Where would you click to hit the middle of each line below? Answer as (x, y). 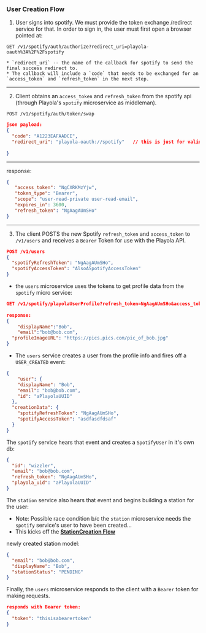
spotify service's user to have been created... (73, 525)
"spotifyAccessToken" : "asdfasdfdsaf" (67, 419)
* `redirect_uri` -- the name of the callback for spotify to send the (100, 63)
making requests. (28, 596)
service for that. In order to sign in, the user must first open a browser (103, 29)
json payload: (25, 125)
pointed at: (29, 36)
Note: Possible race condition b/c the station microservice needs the (103, 518)
